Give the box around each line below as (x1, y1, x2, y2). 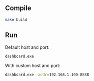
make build (5, 17, 28, 22)
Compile (5, 4, 31, 12)
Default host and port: (5, 44, 50, 50)
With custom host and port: (5, 63, 61, 69)
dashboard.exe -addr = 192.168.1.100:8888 (5, 72, 90, 78)
